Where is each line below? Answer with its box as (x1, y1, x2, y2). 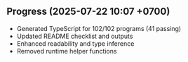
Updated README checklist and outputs (16, 32, 133, 40)
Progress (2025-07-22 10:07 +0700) (6, 6, 170, 18)
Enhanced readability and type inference (16, 39, 135, 48)
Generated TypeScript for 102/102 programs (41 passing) (16, 24, 182, 32)
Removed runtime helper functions (16, 46, 117, 55)
